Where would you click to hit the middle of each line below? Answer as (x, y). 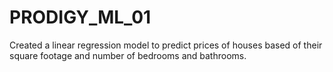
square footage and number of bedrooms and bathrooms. (128, 55)
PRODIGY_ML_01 (80, 17)
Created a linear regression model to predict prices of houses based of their (166, 45)
